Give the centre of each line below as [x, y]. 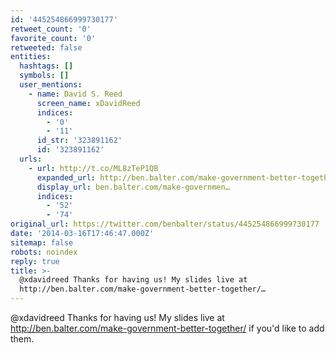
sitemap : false [42, 242]
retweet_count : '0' [51, 29]
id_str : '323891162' [79, 141]
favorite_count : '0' [53, 38]
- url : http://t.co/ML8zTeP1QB [93, 168]
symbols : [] [44, 76]
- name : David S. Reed [75, 94]
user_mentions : [51, 85]
